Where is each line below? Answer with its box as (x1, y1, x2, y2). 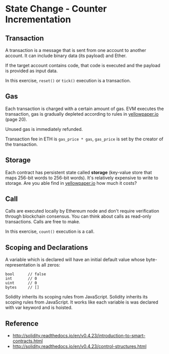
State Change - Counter (5, 3, 107, 15)
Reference (5, 319, 39, 328)
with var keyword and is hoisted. (5, 305, 73, 311)
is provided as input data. (5, 68, 58, 74)
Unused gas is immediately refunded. (5, 126, 83, 132)
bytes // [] (5, 285, 39, 290)
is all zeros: (36, 262, 61, 268)
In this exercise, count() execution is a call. (5, 228, 95, 235)
